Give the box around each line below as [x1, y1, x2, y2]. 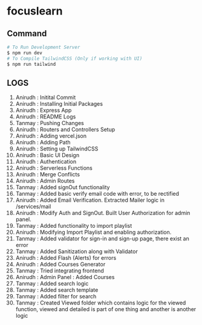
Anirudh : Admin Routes [15, 177, 75, 185]
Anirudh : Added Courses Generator [15, 261, 106, 268]
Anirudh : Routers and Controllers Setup [15, 126, 116, 134]
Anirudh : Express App [15, 107, 72, 114]
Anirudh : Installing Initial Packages [15, 100, 103, 108]
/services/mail [15, 203, 51, 210]
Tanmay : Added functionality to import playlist [15, 222, 132, 230]
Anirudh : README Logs [15, 113, 76, 120]
